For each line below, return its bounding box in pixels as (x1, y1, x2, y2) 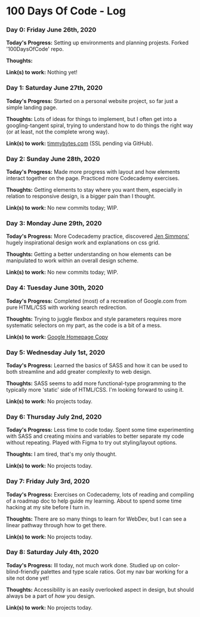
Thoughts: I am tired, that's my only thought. (6, 450, 117, 458)
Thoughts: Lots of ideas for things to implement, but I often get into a (6, 115, 177, 122)
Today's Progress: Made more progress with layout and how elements (6, 168, 180, 176)
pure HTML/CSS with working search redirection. (6, 304, 127, 311)
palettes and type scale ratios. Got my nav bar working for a (41, 568, 189, 575)
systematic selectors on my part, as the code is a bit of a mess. (6, 322, 162, 329)
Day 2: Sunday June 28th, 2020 (6, 155, 100, 163)
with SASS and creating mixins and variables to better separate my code (6, 432, 184, 440)
